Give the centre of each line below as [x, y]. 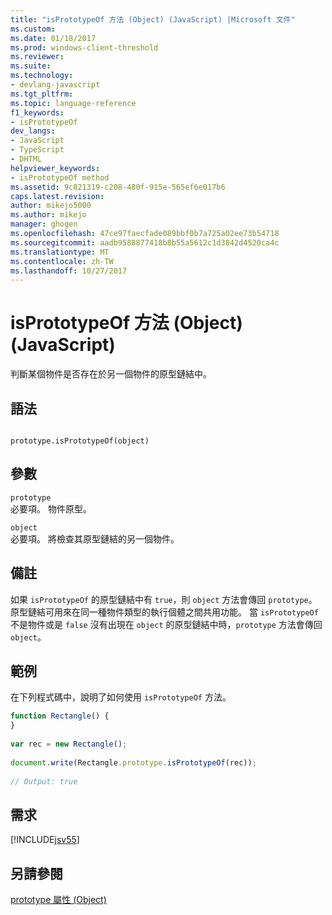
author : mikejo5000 [51, 206]
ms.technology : [42, 76]
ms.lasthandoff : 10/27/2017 [69, 271]
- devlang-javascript [55, 85]
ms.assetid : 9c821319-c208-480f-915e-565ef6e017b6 [118, 187]
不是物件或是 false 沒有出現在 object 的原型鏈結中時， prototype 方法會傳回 [166, 624]
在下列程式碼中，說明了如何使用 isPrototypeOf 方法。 [121, 697]
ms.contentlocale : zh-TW [62, 261]
